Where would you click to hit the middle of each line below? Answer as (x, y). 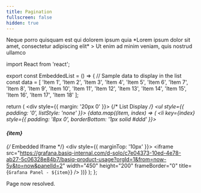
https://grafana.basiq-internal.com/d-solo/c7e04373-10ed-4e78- (100, 153)
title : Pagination (29, 12)
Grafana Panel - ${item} (39, 172)
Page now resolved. (31, 183)
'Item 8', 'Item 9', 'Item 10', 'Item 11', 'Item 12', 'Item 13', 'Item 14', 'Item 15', (97, 89)
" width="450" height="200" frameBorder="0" (120, 165)
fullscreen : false (29, 17)
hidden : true (22, 23)
